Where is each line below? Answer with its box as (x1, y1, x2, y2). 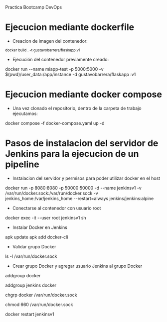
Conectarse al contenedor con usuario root (12, 205, 101, 211)
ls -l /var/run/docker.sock (5, 253, 57, 259)
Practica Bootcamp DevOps (5, 4, 62, 10)
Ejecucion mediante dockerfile (5, 22, 135, 33)
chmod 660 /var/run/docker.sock (5, 301, 73, 308)
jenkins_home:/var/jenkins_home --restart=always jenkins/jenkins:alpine (5, 195, 154, 201)
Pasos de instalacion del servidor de (5, 138, 159, 149)
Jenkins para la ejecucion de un (5, 148, 139, 160)
